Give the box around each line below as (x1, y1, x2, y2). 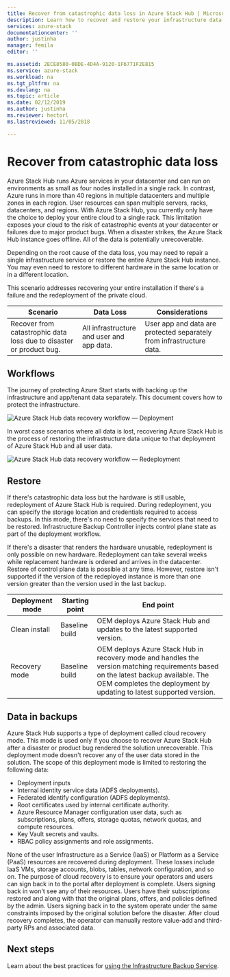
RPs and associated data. (23, 923, 96, 932)
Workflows (7, 368, 55, 379)
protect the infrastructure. (7, 401, 80, 409)
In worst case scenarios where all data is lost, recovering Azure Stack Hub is (7, 427, 223, 436)
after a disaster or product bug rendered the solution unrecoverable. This (7, 743, 214, 752)
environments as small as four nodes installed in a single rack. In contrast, (7, 183, 216, 192)
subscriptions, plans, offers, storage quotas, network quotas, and (16, 816, 202, 823)
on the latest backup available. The (97, 671, 209, 680)
